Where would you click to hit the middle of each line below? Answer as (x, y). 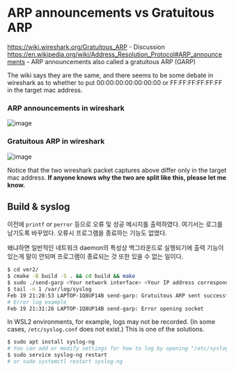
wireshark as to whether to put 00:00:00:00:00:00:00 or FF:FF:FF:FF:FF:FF (115, 82)
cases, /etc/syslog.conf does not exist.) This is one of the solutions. (106, 330)
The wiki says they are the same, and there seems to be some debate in (110, 75)
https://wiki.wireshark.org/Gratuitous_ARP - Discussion (86, 47)
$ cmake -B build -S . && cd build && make (71, 277)
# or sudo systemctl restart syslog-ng (65, 362)
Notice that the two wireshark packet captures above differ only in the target (117, 170)
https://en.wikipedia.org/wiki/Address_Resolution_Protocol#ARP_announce (115, 54)
